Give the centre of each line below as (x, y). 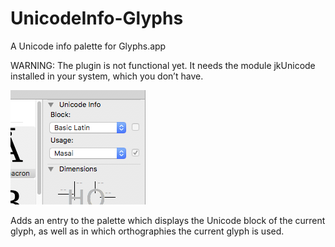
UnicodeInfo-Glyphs (97, 18)
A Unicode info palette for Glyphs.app (88, 46)
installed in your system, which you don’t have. (107, 76)
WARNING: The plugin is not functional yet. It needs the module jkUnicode (163, 65)
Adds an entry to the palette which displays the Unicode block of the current (168, 220)
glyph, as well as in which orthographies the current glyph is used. (147, 231)
